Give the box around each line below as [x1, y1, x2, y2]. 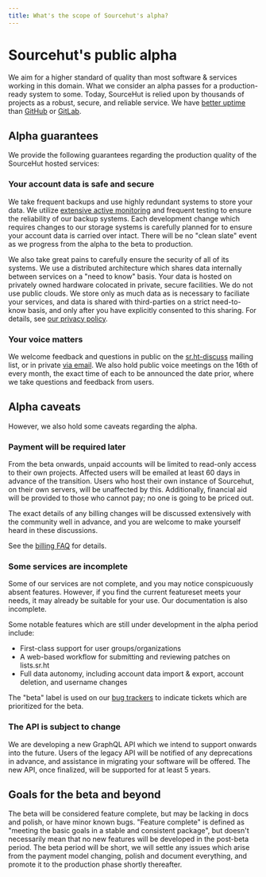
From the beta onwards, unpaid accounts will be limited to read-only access [8, 460, 256, 469]
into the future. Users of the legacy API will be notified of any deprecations [8, 748, 253, 758]
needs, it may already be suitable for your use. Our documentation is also [8, 596, 248, 605]
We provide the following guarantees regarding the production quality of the [8, 151, 257, 160]
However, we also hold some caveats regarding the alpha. [8, 421, 198, 431]
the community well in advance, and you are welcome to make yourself [8, 517, 241, 527]
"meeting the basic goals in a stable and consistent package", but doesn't [8, 826, 249, 836]
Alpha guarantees [8, 129, 99, 143]
